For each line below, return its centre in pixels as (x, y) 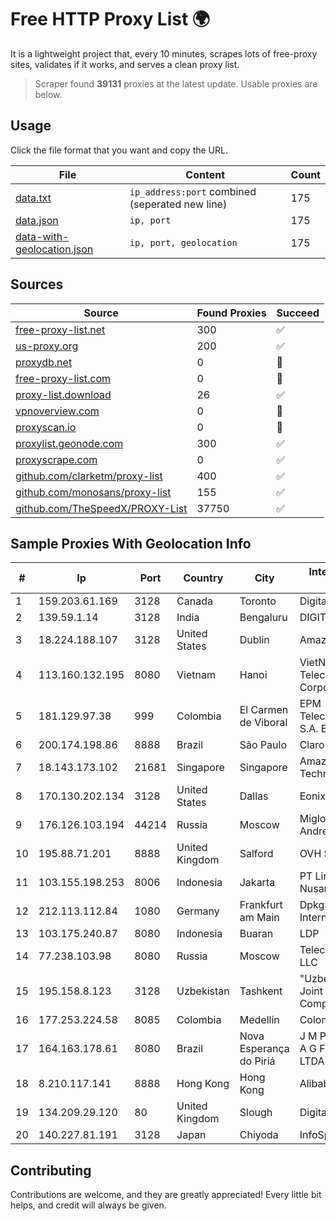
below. (48, 94)
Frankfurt (261, 905)
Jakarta (257, 883)
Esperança (264, 1049)
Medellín (259, 1020)
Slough (256, 1113)
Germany (198, 911)
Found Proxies (231, 313)
